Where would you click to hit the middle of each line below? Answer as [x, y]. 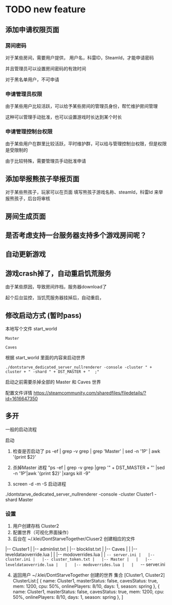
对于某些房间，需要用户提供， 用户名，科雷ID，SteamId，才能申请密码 [80, 57]
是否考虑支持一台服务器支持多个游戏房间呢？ [76, 235]
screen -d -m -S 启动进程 [39, 484]
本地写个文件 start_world [31, 329]
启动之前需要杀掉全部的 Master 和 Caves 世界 [53, 382]
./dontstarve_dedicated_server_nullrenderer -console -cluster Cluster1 [79, 494]
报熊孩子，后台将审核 [28, 199]
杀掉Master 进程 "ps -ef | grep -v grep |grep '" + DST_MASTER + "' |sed [89, 467]
